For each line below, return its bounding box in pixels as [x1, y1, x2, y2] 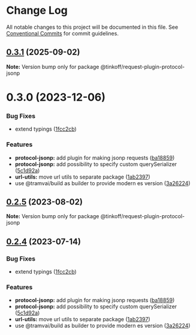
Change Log [6, 4, 68, 17]
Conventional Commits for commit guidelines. [6, 29, 119, 37]
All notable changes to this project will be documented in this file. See [6, 23, 179, 31]
